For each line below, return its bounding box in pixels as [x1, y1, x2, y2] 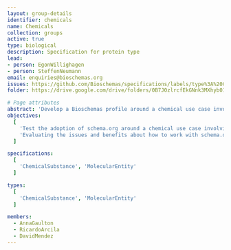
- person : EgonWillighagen [7, 61, 85, 68]
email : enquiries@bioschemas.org [7, 74, 103, 81]
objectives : [7, 112, 41, 119]
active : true [7, 36, 45, 43]
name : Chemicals [7, 23, 54, 30]
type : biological [7, 42, 57, 49]
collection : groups [7, 29, 63, 37]
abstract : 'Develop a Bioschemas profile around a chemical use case [7, 106, 211, 113]
